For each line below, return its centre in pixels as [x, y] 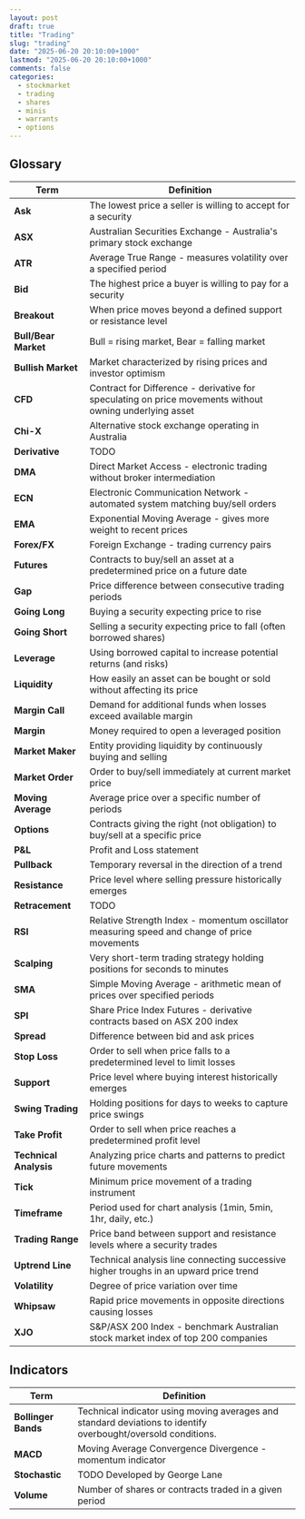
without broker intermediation [152, 478]
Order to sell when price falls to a [160, 1050]
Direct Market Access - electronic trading [178, 466]
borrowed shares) [128, 637]
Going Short [41, 632]
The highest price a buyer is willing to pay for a [189, 283]
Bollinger [34, 1416]
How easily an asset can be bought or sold [180, 678]
